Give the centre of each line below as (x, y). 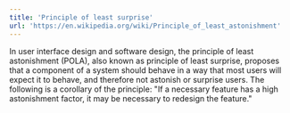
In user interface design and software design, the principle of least (132, 51)
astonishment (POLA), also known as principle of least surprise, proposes (144, 61)
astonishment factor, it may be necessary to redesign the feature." (131, 98)
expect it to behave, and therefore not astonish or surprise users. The (137, 79)
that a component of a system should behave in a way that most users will (145, 70)
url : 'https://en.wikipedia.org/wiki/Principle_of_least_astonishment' (145, 26)
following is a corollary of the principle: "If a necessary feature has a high (144, 89)
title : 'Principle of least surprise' (81, 17)
